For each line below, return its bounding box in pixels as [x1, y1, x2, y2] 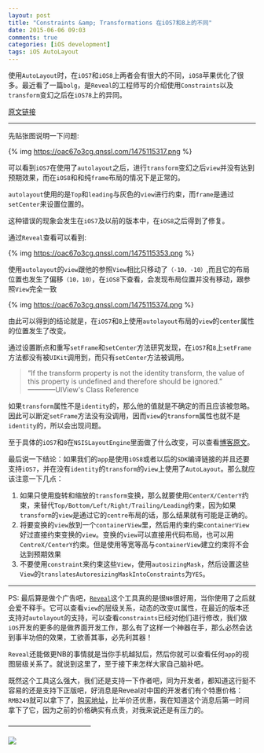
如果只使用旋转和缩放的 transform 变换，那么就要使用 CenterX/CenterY [19, 490, 242, 500]
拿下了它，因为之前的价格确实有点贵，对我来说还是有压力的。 [8, 705, 208, 714]
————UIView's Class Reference [27, 385, 139, 394]
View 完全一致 [15, 285, 57, 293]
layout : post [8, 11, 51, 20]
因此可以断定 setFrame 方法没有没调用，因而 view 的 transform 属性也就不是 [8, 411, 241, 421]
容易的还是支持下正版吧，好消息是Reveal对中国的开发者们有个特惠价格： [8, 685, 244, 695]
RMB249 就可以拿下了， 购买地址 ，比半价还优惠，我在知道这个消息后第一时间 [8, 696, 250, 704]
